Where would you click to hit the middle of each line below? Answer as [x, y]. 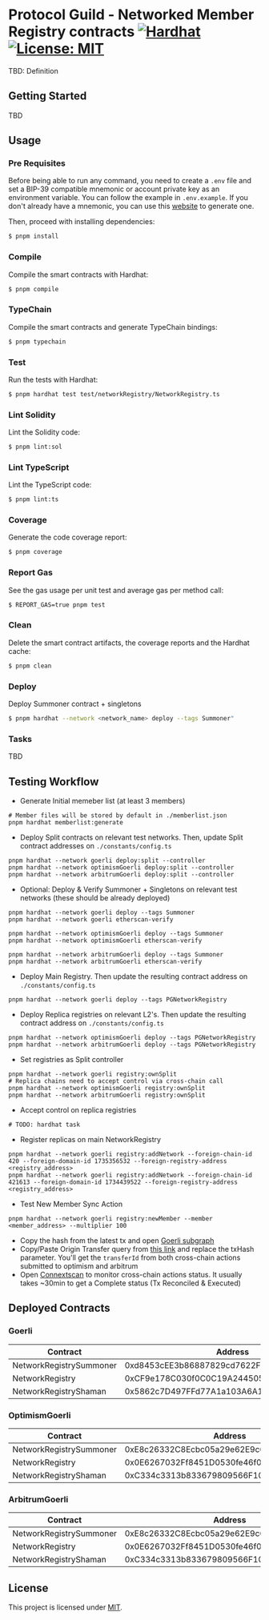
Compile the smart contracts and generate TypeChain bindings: [113, 327]
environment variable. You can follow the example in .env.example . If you [128, 198]
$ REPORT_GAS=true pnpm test [57, 605]
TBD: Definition [33, 70]
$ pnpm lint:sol [35, 447]
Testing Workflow [54, 782]
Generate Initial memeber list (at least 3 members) [102, 800]
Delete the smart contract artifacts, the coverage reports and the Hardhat [129, 643]
